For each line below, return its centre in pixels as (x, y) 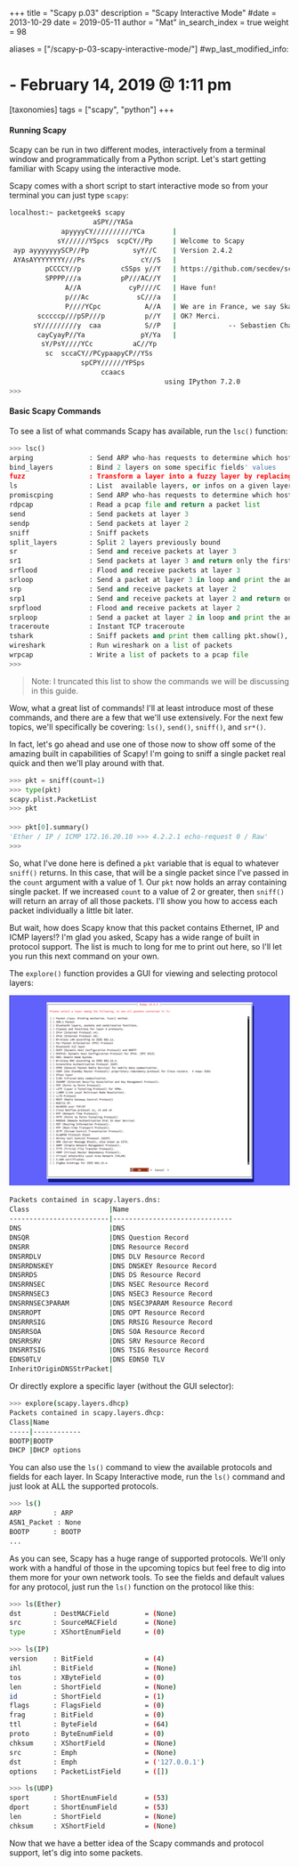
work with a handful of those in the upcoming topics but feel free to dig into (148, 1568)
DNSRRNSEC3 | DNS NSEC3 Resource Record (111, 1294)
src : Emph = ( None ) (93, 1752)
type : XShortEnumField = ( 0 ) (87, 1632)
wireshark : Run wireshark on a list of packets (121, 646)
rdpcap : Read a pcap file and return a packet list (135, 505)
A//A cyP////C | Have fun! (141, 288)
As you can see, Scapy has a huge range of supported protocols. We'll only (148, 1558)
